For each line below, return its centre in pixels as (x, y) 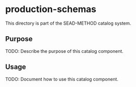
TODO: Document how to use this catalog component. (62, 79)
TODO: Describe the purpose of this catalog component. (64, 51)
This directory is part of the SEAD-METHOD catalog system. (68, 23)
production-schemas (51, 9)
